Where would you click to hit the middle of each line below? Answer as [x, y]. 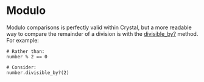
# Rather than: [26, 51]
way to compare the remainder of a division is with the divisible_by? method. [102, 33]
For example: [23, 40]
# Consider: [21, 67]
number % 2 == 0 [27, 56]
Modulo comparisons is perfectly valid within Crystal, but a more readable [99, 27]
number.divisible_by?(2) [38, 73]
